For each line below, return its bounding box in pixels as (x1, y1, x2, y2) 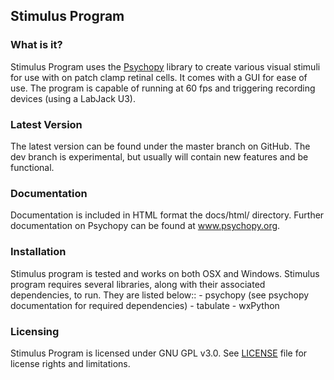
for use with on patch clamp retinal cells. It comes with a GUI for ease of (10, 71, 308, 83)
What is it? (10, 38, 63, 52)
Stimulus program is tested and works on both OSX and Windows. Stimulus (10, 267, 320, 279)
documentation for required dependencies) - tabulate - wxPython (10, 299, 280, 311)
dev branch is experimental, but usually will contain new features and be (10, 150, 309, 163)
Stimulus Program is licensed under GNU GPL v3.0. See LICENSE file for (10, 347, 308, 359)
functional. (10, 161, 55, 173)
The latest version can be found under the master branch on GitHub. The (10, 140, 311, 152)
